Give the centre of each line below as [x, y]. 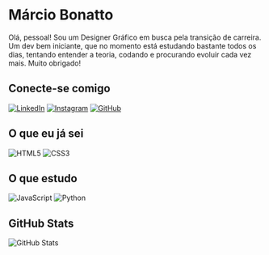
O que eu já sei [46, 134]
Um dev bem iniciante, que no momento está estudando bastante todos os [132, 45]
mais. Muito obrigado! [45, 63]
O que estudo [43, 178]
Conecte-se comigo [59, 89]
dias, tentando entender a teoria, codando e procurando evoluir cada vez [130, 54]
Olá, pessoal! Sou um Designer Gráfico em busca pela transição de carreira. [135, 37]
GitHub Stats [41, 223]
